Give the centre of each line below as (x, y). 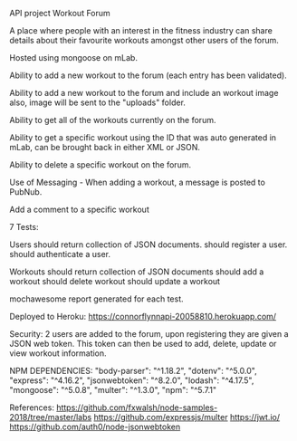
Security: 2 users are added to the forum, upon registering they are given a (149, 334)
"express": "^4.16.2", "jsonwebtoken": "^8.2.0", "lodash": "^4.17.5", (132, 380)
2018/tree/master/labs (51, 417)
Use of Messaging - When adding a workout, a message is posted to (137, 182)
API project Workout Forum (60, 13)
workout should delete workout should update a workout (115, 281)
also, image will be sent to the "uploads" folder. (97, 102)
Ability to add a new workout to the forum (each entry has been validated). (148, 75)
